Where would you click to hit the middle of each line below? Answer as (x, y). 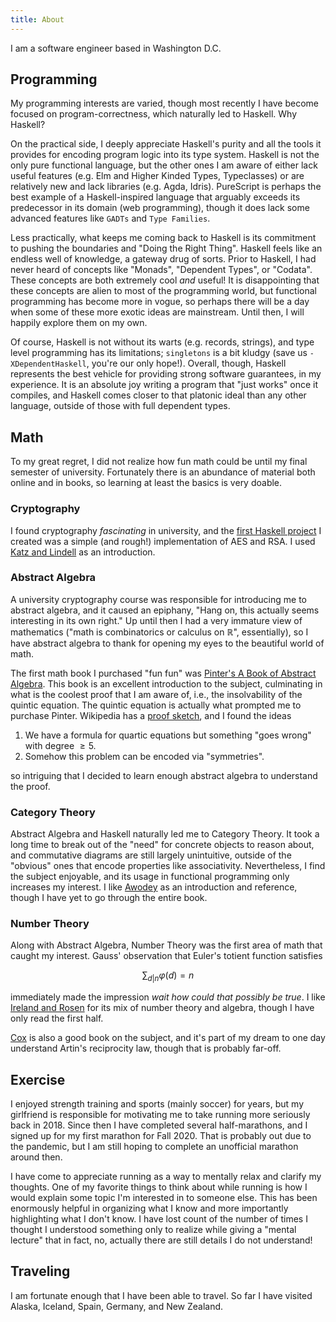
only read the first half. (57, 1018)
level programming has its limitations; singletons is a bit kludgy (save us (159, 353)
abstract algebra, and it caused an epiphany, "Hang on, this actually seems (165, 610)
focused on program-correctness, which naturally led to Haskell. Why (154, 114)
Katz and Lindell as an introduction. (83, 552)
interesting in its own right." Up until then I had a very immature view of (156, 620)
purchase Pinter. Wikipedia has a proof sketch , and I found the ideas (151, 715)
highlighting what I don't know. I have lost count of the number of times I (159, 1219)
